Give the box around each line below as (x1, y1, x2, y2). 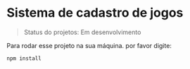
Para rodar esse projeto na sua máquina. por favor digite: (6, 41, 172, 49)
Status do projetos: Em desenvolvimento (23, 28, 141, 36)
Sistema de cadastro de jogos (6, 5, 184, 21)
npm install (6, 54, 42, 62)
